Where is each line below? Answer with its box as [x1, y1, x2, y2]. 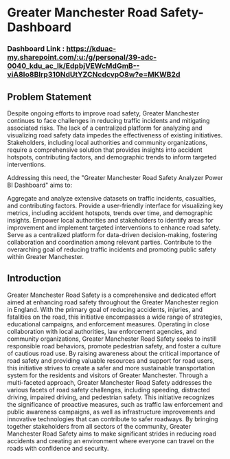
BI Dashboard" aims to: [7, 181, 73, 189]
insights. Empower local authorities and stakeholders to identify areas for [7, 216, 214, 224]
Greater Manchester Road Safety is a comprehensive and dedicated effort [7, 291, 216, 299]
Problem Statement [7, 91, 92, 102]
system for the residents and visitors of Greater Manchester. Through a [7, 371, 208, 379]
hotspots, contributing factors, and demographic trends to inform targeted [7, 153, 217, 161]
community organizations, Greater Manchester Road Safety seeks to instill [7, 335, 217, 343]
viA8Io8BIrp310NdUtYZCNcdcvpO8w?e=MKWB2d [7, 70, 181, 80]
